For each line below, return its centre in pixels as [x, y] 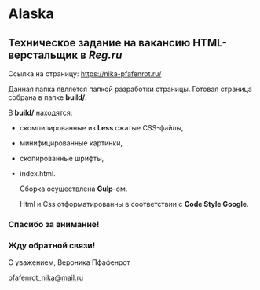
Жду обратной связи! [52, 245]
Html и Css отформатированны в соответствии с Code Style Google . [134, 204]
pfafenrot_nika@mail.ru [46, 278]
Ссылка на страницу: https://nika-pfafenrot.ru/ [85, 74]
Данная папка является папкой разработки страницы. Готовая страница [130, 89]
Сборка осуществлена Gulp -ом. [73, 189]
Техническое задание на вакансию [99, 43]
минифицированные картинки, [71, 143]
